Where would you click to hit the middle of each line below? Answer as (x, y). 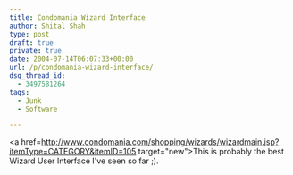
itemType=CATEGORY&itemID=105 (73, 152)
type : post (29, 34)
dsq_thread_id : (38, 76)
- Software (38, 109)
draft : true (31, 42)
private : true (36, 51)
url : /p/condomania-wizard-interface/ (81, 68)
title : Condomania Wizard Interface (77, 17)
